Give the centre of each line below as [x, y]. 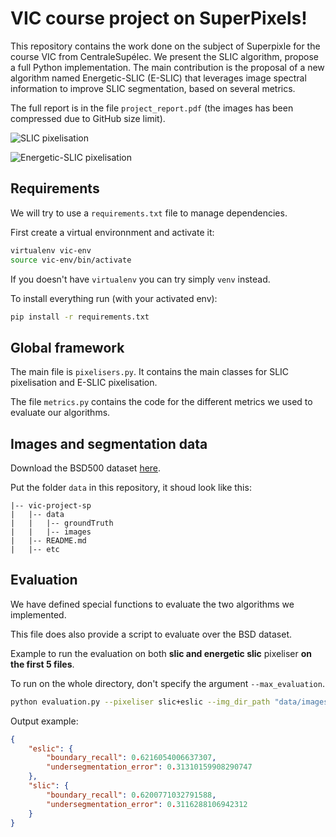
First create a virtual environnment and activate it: [112, 232]
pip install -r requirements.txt [80, 317]
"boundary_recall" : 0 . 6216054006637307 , [131, 758]
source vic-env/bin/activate [71, 260]
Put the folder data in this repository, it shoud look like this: [131, 487]
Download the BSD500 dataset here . [86, 468]
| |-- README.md [48, 541]
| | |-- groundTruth [62, 523]
